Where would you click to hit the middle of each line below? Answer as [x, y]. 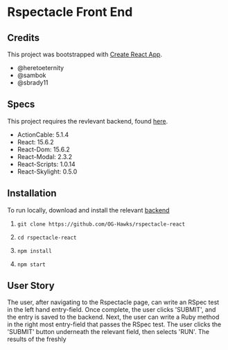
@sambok [32, 75]
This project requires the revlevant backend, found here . [88, 121]
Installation [32, 193]
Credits [24, 38]
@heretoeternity [41, 68]
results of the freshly [37, 339]
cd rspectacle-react [47, 237]
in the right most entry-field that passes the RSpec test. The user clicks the [114, 324]
